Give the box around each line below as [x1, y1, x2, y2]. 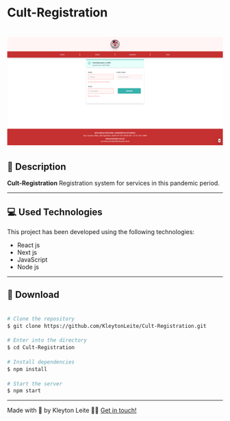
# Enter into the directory [7, 337, 88, 344]
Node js [16, 262, 40, 271]
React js [16, 241, 40, 249]
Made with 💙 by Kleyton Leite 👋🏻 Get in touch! [7, 406, 137, 415]
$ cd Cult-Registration [7, 344, 75, 351]
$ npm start [7, 387, 41, 394]
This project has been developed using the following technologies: [7, 227, 195, 235]
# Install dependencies [7, 358, 75, 366]
